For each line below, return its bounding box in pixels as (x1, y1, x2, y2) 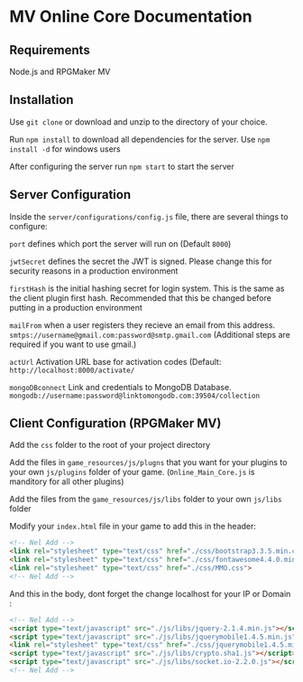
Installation (9, 92, 74, 107)
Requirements (9, 42, 90, 58)
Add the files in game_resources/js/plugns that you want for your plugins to (9, 457, 288, 468)
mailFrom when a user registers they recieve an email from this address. (9, 319, 276, 331)
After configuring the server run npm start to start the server (9, 161, 234, 172)
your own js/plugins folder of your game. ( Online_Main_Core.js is (9, 467, 255, 478)
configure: (9, 220, 48, 231)
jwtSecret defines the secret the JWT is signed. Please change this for (9, 256, 272, 266)
